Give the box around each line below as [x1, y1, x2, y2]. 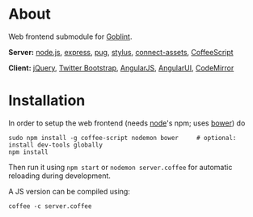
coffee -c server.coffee [8, 202, 92, 211]
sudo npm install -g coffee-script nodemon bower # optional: [8, 134, 237, 142]
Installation [8, 91, 86, 110]
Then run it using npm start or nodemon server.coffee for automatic [8, 162, 233, 172]
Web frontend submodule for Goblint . [8, 32, 133, 41]
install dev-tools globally [8, 141, 103, 149]
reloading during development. [8, 171, 112, 181]
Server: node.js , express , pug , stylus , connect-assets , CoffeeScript [8, 47, 234, 57]
